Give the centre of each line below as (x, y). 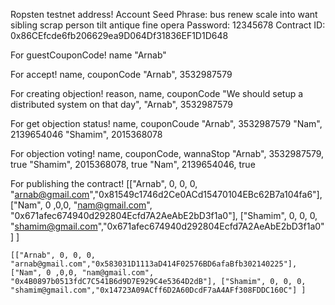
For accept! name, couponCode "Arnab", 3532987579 (121, 74)
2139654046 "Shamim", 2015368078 (86, 134)
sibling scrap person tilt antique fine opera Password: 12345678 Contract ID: (168, 25)
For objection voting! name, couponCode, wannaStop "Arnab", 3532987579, (167, 153)
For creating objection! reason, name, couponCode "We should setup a (157, 93)
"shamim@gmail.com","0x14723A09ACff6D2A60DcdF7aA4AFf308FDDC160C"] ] (158, 290)
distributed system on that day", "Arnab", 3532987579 (121, 104)
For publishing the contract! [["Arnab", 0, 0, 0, (104, 183)
